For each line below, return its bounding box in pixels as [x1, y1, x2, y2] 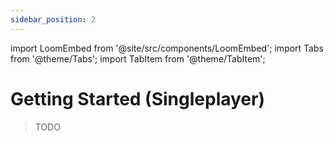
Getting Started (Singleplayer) [10, 87, 265, 110]
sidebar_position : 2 [10, 14, 97, 25]
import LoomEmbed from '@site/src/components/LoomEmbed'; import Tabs [10, 42, 324, 54]
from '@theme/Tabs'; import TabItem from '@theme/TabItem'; [10, 52, 266, 65]
